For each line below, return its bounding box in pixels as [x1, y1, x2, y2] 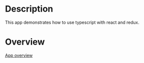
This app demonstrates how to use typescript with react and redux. [5, 19, 140, 25]
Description [5, 3, 53, 15]
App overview [5, 52, 33, 58]
